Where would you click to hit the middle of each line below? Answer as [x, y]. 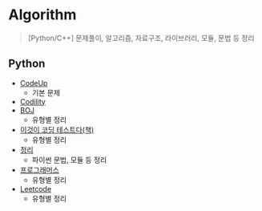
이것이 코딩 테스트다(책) [57, 129]
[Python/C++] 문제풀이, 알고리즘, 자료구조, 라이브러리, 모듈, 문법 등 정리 [141, 38]
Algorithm [42, 15]
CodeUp [34, 83]
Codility [32, 101]
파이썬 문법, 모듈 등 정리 [69, 160]
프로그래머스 [40, 169]
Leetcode [36, 189]
